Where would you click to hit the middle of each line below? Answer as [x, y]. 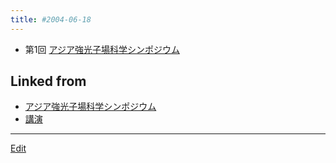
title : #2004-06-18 [51, 19]
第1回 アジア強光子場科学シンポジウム [102, 49]
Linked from [48, 81]
